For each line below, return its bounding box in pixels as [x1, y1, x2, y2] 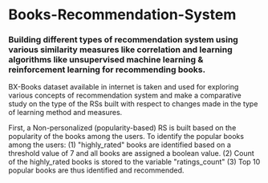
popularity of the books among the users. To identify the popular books [8, 132, 245, 141]
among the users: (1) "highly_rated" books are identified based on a [8, 140, 231, 149]
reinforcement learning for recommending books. [8, 64, 206, 75]
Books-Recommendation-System [8, 6, 237, 24]
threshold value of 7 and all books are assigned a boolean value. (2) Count [8, 149, 254, 158]
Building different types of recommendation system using [8, 34, 238, 46]
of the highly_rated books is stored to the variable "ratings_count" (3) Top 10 [8, 157, 261, 167]
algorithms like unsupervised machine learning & [8, 54, 204, 66]
